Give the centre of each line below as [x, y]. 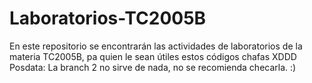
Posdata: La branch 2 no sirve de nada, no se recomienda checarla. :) [153, 67]
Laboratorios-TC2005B [108, 18]
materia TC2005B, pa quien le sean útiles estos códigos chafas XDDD [153, 56]
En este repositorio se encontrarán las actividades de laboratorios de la [156, 46]
